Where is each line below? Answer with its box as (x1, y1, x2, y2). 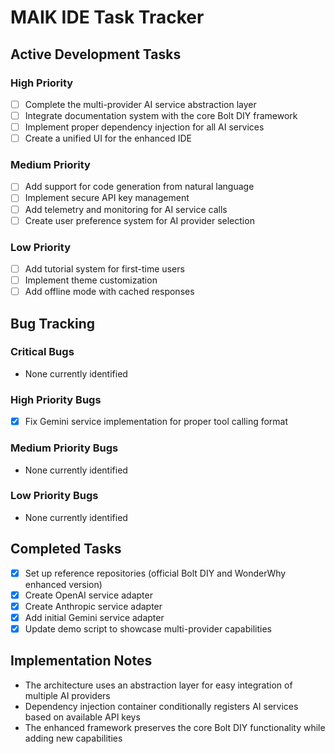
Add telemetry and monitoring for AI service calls (24, 203, 228, 215)
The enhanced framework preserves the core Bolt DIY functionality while (24, 721, 326, 733)
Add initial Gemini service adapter (24, 611, 165, 623)
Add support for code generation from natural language (24, 181, 255, 193)
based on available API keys (24, 711, 141, 723)
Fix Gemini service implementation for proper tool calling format (24, 416, 289, 428)
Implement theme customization (24, 274, 158, 286)
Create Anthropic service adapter (24, 600, 163, 612)
